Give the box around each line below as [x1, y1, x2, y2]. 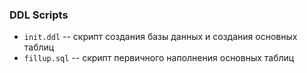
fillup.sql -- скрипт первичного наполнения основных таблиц [23, 52, 295, 64]
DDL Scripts [9, 8, 69, 22]
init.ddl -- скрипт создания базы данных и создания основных [23, 31, 298, 43]
